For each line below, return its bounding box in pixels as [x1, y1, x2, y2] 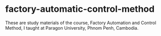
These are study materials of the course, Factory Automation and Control [5, 20, 156, 26]
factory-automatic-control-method [5, 3, 154, 15]
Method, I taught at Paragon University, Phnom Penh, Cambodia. [5, 25, 139, 31]
